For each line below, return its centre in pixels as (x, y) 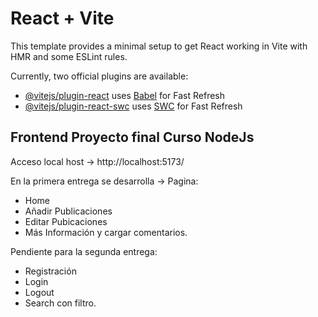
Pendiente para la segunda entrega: (84, 251)
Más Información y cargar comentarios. (106, 232)
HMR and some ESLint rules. (69, 56)
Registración (50, 271)
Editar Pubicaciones (66, 221)
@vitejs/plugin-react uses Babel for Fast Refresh (125, 95)
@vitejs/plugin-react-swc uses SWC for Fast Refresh (133, 106)
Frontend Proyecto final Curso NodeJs (132, 137)
